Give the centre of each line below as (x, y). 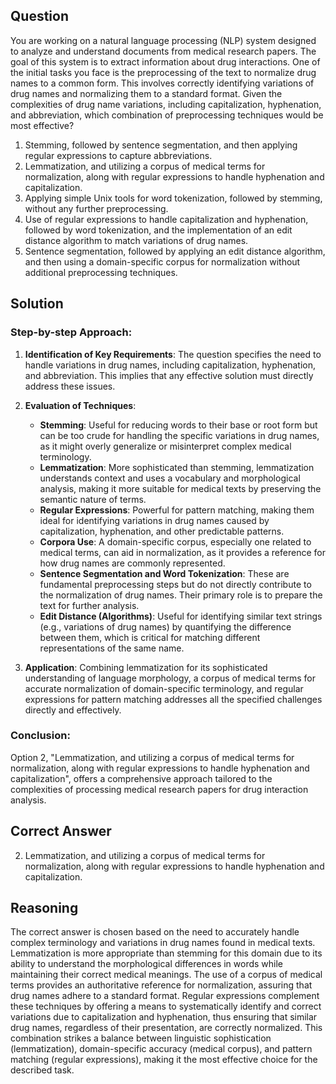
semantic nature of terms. (93, 499)
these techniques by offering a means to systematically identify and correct (166, 1006)
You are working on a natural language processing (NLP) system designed (163, 40)
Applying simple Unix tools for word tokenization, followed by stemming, (173, 198)
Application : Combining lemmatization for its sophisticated (146, 667)
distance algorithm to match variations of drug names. (136, 240)
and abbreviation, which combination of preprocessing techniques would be (167, 115)
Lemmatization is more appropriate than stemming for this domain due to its (166, 953)
